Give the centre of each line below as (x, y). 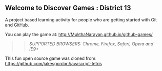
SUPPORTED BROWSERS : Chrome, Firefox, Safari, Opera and (91, 44)
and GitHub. (17, 25)
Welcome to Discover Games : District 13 (68, 8)
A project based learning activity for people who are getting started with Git (81, 19)
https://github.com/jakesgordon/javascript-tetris (54, 63)
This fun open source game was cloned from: (51, 58)
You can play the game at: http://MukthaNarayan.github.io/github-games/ (79, 34)
